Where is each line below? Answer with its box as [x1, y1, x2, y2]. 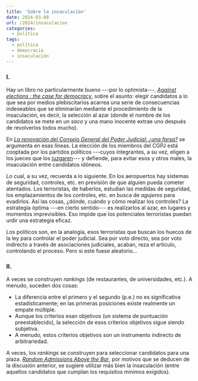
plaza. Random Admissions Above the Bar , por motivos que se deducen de [6, 355, 190, 363]
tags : [6, 36, 20, 42]
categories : [6, 25, 36, 32]
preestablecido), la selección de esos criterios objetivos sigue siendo [14, 319, 184, 326]
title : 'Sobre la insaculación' [6, 8, 86, 15]
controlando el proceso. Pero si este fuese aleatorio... [6, 247, 138, 254]
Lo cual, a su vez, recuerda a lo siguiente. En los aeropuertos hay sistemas [6, 172, 189, 179]
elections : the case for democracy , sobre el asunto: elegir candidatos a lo [6, 92, 188, 99]
